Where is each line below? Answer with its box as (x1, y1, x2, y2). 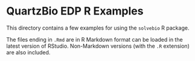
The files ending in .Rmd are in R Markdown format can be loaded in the (6, 36, 183, 43)
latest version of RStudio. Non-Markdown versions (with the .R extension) (6, 42, 190, 50)
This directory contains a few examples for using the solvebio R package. (6, 24, 190, 31)
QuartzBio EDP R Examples (6, 4, 144, 18)
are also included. (6, 48, 51, 56)
